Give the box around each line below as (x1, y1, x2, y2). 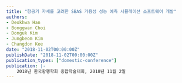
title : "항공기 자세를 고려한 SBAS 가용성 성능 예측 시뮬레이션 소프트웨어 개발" (6, 8, 177, 15)
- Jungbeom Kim (6, 36, 43, 41)
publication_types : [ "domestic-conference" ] (6, 57, 117, 63)
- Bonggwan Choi (6, 25, 46, 31)
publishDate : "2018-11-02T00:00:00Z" (6, 52, 99, 58)
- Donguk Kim (6, 30, 38, 36)
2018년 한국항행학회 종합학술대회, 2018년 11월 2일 (16, 68, 126, 74)
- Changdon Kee (6, 41, 43, 47)
